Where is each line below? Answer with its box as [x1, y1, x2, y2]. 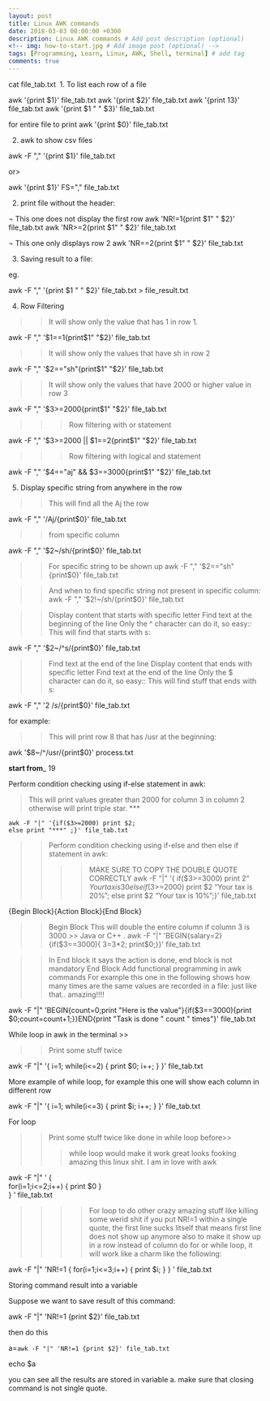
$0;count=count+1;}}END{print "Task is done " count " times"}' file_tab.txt [8, 1014, 256, 1024]
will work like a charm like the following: [88, 1248, 222, 1258]
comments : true [8, 58, 60, 66]
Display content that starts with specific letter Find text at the [48, 610, 253, 619]
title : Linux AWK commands [8, 19, 100, 28]
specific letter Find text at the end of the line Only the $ [48, 667, 234, 677]
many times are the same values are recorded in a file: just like [48, 981, 257, 990]
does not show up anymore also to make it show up [88, 1231, 261, 1241]
